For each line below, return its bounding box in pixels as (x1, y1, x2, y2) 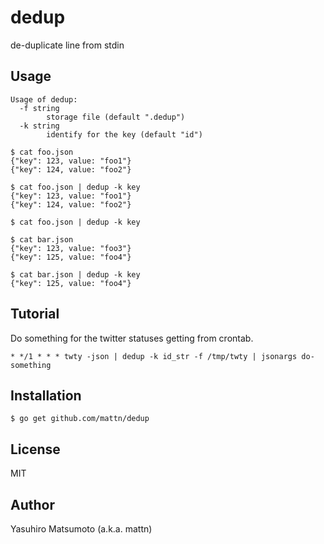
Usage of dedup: (10, 94, 78, 105)
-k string (19, 121, 60, 131)
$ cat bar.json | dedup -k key (10, 269, 141, 280)
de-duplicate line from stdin (10, 39, 125, 51)
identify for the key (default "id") (46, 129, 203, 140)
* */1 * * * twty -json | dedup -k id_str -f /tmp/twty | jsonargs (10, 351, 298, 361)
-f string (19, 103, 60, 113)
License (10, 441, 61, 458)
